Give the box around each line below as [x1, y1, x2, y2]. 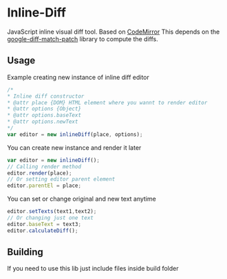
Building [7, 246, 43, 258]
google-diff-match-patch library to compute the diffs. [7, 34, 158, 43]
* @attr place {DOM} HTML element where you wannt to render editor [7, 99, 208, 106]
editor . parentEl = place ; [7, 182, 81, 190]
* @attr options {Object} [7, 105, 81, 113]
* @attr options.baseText [7, 112, 81, 119]
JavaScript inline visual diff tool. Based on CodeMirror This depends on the [7, 27, 220, 36]
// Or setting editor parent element [7, 176, 116, 183]
